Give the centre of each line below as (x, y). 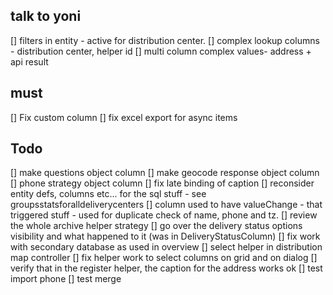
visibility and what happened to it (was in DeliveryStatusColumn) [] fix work (165, 236)
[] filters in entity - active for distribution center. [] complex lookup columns (165, 40)
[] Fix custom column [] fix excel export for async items (124, 117)
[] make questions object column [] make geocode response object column (165, 173)
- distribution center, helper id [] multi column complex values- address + (161, 51)
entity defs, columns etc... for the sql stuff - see (108, 194)
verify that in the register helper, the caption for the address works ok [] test (166, 268)
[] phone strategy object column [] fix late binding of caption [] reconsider (162, 183)
